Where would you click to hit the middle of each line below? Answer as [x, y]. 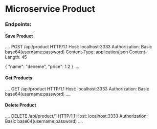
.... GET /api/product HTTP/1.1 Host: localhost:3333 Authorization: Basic [77, 88]
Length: [13, 57]
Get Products [19, 78]
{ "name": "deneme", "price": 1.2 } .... [42, 66]
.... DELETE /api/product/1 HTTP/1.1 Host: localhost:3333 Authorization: [77, 116]
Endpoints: [18, 24]
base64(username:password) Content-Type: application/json [67, 52]
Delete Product [21, 105]
